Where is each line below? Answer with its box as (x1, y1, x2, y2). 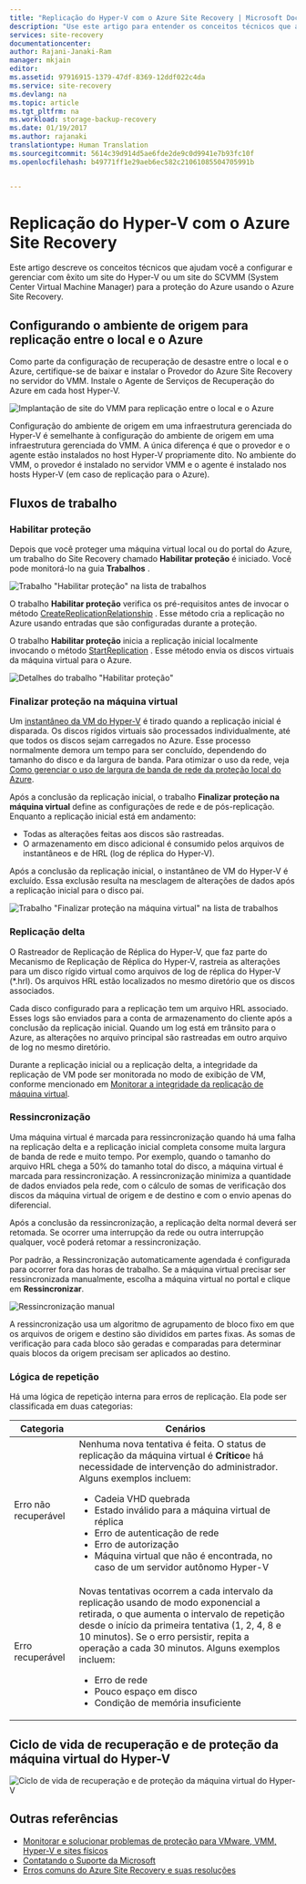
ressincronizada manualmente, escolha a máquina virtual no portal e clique (9, 1273, 291, 1284)
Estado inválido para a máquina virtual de (94, 1504, 271, 1517)
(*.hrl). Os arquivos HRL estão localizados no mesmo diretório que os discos (9, 975, 296, 986)
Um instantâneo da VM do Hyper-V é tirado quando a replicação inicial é (9, 716, 281, 727)
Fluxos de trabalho (9, 495, 117, 511)
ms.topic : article (9, 98, 79, 108)
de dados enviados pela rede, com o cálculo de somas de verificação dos (9, 1180, 287, 1191)
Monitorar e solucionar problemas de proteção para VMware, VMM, (22, 1835, 277, 1847)
